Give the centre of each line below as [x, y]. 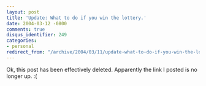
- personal [20, 47]
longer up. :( [22, 76]
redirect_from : [26, 52]
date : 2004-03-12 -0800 [37, 23]
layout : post [23, 12]
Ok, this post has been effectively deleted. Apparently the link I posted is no [102, 69]
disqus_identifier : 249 [37, 35]
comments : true [26, 29]
